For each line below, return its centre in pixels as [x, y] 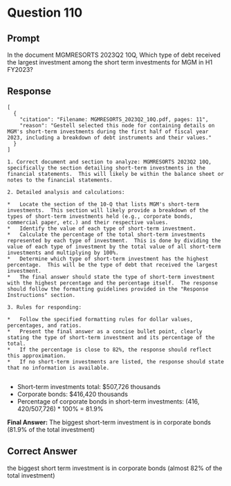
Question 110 [45, 13]
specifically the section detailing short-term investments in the [107, 168]
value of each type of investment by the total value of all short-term [114, 246]
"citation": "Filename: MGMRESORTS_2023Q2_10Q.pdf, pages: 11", [114, 119]
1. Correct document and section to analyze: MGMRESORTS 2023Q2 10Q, [110, 162]
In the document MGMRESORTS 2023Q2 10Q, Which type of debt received [114, 55]
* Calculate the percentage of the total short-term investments [107, 234]
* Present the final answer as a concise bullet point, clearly [105, 331]
